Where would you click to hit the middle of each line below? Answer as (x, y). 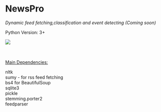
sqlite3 (12, 88)
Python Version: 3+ (25, 32)
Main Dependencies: (27, 62)
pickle (12, 93)
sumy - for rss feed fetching (34, 77)
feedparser (17, 104)
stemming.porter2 (24, 98)
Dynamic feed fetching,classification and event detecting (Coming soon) (81, 23)
